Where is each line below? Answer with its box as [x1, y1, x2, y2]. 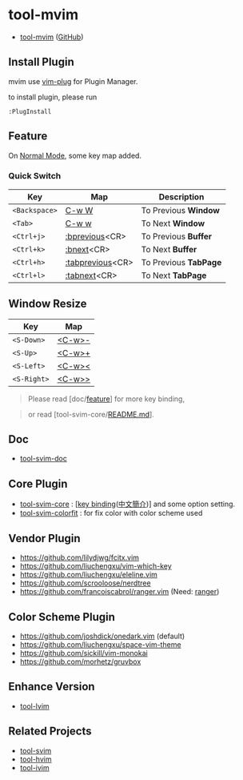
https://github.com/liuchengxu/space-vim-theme [19, 639, 181, 649]
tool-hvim [19, 754, 52, 764]
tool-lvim [19, 701, 50, 710]
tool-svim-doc [19, 454, 68, 464]
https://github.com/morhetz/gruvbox [19, 657, 141, 666]
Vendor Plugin [8, 531, 82, 545]
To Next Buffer [141, 243, 197, 255]
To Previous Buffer [141, 231, 213, 242]
